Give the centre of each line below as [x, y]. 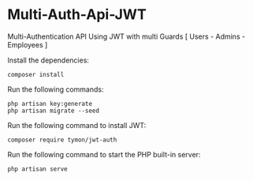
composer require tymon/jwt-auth [62, 140]
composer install [36, 74]
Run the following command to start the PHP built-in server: [104, 154]
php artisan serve [37, 169]
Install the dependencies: [48, 60]
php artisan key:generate [50, 104]
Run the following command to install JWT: [77, 125]
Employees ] [28, 44]
